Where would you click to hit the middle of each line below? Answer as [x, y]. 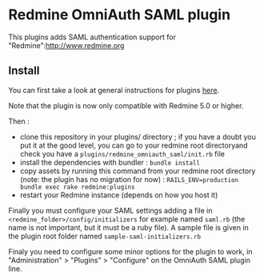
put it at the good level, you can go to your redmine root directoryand [134, 145]
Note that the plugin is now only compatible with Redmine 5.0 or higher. [126, 105]
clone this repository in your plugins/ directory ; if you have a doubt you [138, 136]
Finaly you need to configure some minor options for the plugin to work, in [130, 251]
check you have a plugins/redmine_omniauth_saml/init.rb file [122, 153]
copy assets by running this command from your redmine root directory [138, 171]
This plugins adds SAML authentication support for [92, 37]
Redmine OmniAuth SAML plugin [119, 15]
